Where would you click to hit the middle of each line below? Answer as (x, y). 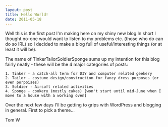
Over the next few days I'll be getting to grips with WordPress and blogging (83, 105)
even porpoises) (22, 83)
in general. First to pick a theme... (40, 110)
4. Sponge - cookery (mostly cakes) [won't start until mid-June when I (83, 91)
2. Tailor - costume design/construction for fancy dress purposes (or (82, 78)
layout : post (19, 10)
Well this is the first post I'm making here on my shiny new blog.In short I (81, 34)
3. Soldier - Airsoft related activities (49, 87)
